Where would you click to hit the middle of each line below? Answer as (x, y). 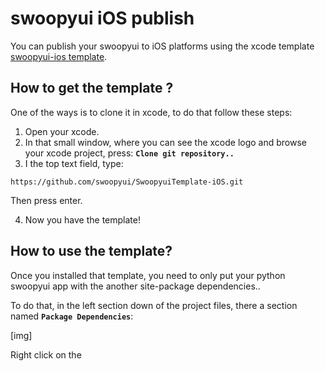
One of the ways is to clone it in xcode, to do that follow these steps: (151, 112)
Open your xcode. (62, 131)
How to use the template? (91, 251)
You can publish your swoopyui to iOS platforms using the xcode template (162, 46)
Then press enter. (46, 200)
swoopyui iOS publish (102, 18)
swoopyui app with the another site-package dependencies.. (135, 286)
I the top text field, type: (74, 163)
